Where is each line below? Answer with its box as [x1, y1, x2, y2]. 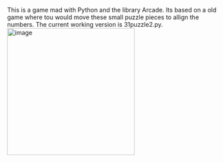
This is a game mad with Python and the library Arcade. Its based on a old [7, 6, 217, 14]
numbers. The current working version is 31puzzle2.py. [7, 21, 163, 28]
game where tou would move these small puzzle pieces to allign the [7, 13, 200, 21]
